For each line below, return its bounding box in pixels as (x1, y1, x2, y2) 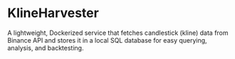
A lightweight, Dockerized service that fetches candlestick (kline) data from (7, 28, 229, 37)
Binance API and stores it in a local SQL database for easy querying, (7, 36, 208, 44)
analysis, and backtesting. (7, 43, 84, 52)
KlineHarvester (7, 5, 100, 21)
